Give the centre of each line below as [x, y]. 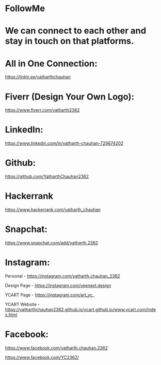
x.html [11, 314]
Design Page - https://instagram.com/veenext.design [58, 285]
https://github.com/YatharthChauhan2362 [47, 176]
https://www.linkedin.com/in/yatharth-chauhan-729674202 [64, 143]
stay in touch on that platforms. [70, 41]
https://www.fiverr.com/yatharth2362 [42, 110]
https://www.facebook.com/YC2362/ [42, 357]
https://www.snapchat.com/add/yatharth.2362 [52, 243]
